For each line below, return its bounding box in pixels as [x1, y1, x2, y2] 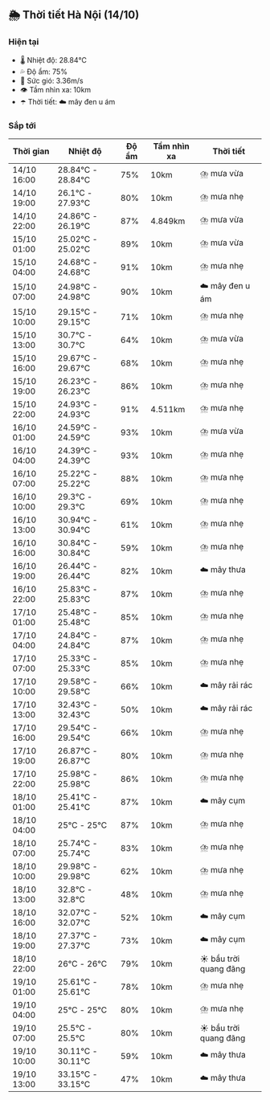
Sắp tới [8, 120, 36, 131]
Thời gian [12, 145, 50, 157]
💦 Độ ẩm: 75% [19, 67, 68, 76]
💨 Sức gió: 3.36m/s [19, 76, 84, 85]
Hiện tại [8, 36, 39, 47]
